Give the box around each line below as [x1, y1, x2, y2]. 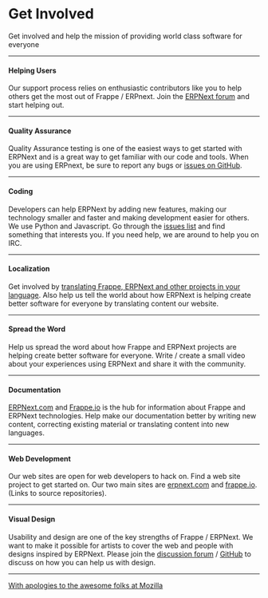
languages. [8, 428, 45, 438]
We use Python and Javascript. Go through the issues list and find [8, 221, 226, 231]
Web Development [8, 453, 72, 463]
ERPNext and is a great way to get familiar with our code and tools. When [8, 152, 249, 162]
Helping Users [8, 65, 57, 75]
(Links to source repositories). [8, 489, 107, 498]
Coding [8, 186, 33, 196]
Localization [8, 264, 50, 274]
